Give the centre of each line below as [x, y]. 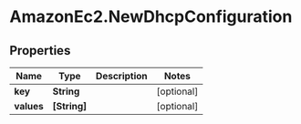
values [29, 106]
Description [121, 76]
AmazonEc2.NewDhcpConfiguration [151, 17]
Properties [40, 51]
